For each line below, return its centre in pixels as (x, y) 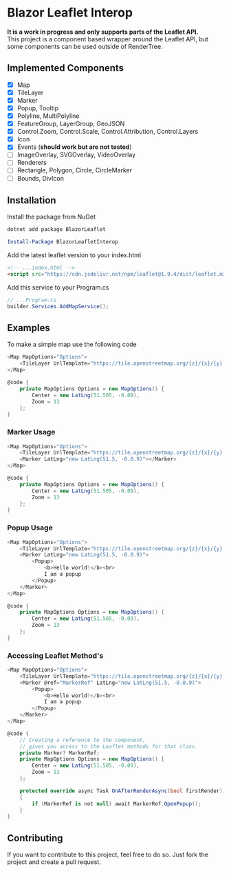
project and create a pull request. (54, 862)
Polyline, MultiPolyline (48, 116)
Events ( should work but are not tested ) (74, 147)
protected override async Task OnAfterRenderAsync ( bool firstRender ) (121, 791)
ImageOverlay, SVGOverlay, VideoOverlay (76, 155)
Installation (32, 200)
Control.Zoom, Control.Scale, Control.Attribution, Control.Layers (108, 132)
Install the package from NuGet (52, 217)
